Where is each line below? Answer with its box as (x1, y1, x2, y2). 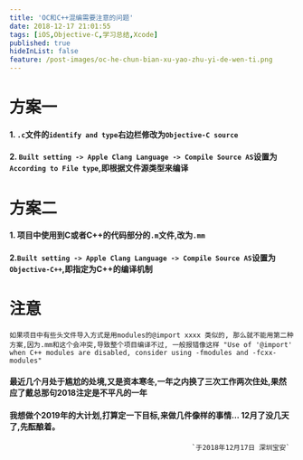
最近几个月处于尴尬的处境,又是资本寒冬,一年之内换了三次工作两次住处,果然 (9, 376, 288, 387)
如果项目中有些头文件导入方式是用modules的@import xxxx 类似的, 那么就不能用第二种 (9, 331, 294, 340)
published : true (9, 38, 71, 48)
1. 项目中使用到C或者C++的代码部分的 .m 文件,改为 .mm (9, 230, 205, 240)
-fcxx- (251, 348, 278, 357)
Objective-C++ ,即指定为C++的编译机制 (9, 263, 154, 274)
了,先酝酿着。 (9, 421, 61, 432)
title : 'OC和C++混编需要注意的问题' (9, 13, 134, 23)
